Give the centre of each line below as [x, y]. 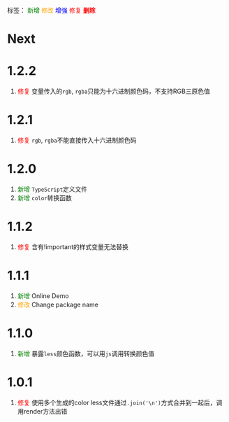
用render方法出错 [42, 411]
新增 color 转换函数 [44, 198]
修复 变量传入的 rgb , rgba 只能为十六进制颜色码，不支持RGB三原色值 [114, 91]
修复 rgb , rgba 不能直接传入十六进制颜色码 [77, 140]
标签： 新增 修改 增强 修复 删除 [51, 10]
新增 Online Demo [43, 295]
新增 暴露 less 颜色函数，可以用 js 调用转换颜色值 [86, 353]
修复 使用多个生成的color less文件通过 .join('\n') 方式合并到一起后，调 [120, 402]
